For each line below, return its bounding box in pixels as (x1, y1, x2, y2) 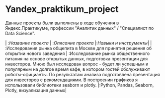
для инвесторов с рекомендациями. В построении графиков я (5, 77, 138, 83)
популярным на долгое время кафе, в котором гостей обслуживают (5, 66, 151, 72)
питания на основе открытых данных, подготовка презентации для (5, 55, 148, 61)
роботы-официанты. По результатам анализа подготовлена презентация (5, 71, 160, 77)
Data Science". (5, 30, 36, 36)
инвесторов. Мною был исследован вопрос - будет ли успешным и (5, 61, 149, 67)
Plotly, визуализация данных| (5, 87, 67, 93)
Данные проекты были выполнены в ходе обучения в (5, 20, 119, 26)
